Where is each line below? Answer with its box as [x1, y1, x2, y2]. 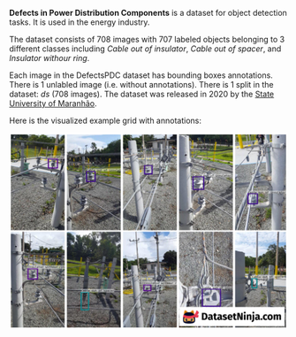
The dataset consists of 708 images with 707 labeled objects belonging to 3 [9, 34, 285, 44]
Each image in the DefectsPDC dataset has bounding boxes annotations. [9, 70, 274, 80]
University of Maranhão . [9, 98, 97, 109]
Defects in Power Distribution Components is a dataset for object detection [9, 8, 287, 18]
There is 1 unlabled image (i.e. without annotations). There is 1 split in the [9, 80, 274, 89]
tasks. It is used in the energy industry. [9, 17, 150, 27]
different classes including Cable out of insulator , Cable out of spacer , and [9, 43, 282, 54]
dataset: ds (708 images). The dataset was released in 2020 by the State [9, 88, 275, 99]
